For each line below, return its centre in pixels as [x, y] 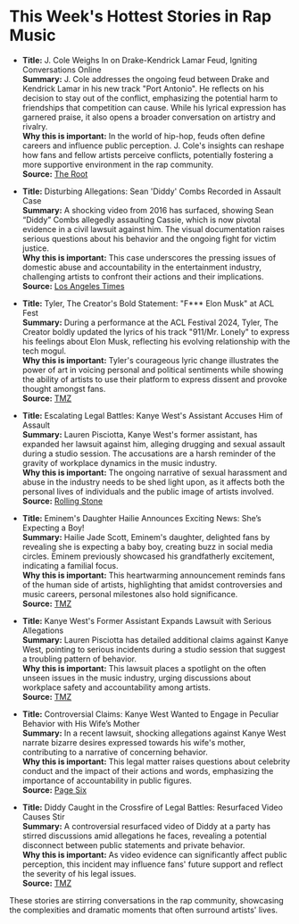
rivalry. [35, 126]
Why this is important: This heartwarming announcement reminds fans [154, 575]
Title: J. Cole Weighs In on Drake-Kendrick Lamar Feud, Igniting [139, 60]
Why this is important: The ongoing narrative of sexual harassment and [154, 472]
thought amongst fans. [64, 388]
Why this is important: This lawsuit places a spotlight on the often [144, 668]
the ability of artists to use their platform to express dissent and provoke [154, 379]
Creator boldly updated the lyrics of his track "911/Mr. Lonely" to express [156, 331]
